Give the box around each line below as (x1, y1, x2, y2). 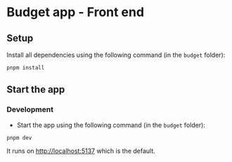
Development (6, 104, 54, 114)
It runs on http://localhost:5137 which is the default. (6, 147, 155, 155)
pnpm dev (6, 134, 32, 141)
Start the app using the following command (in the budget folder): (16, 121, 205, 129)
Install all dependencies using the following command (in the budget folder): (6, 50, 226, 59)
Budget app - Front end (6, 4, 145, 20)
